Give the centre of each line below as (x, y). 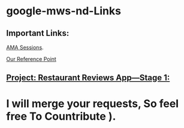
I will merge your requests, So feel (92, 103)
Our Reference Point (31, 59)
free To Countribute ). (61, 116)
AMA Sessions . (25, 47)
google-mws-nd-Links (64, 11)
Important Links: (38, 33)
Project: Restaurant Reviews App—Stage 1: (88, 78)
